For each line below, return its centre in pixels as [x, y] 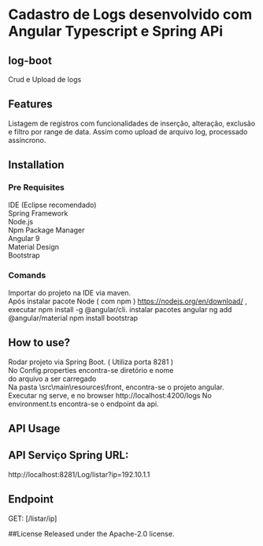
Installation [36, 165]
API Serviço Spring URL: [69, 456]
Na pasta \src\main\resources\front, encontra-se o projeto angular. [116, 387]
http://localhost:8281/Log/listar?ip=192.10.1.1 [79, 474]
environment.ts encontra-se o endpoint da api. [83, 404]
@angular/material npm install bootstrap [73, 318]
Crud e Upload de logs [45, 79]
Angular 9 [24, 238]
